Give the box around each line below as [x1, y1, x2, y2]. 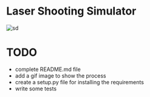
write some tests [15, 85, 57, 92]
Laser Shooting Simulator [6, 4, 137, 18]
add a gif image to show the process [15, 72, 106, 79]
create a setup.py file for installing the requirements [15, 78, 144, 85]
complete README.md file [15, 65, 81, 73]
